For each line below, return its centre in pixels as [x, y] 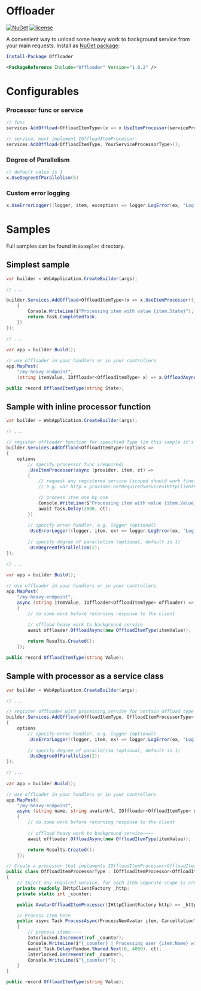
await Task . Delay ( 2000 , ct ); [74, 509]
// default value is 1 [34, 172]
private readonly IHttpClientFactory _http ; [73, 888]
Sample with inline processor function [79, 407]
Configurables [43, 91]
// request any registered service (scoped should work [109, 481]
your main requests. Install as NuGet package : [63, 45]
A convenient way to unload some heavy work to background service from [98, 39]
